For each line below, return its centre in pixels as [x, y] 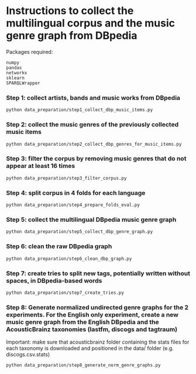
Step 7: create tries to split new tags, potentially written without [98, 273]
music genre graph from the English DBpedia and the [82, 322]
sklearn [16, 78]
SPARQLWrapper [23, 83]
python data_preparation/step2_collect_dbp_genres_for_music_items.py [94, 144]
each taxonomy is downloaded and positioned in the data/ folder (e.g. [90, 348]
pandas [14, 68]
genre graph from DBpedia [72, 36]
